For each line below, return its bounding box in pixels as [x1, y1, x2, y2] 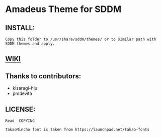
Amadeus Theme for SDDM [5, 4, 122, 15]
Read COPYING [5, 118, 35, 123]
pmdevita [12, 90, 32, 96]
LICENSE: [5, 105, 36, 113]
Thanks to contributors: [5, 72, 82, 80]
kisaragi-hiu [12, 85, 38, 91]
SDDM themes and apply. [5, 41, 55, 46]
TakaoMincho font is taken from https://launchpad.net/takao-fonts [5, 127, 150, 132]
